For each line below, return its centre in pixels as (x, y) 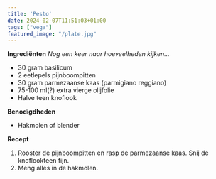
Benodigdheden (32, 112)
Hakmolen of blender (49, 126)
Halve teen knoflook (47, 98)
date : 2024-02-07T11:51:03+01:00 (57, 21)
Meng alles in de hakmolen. (58, 168)
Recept (18, 139)
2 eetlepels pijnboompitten (56, 75)
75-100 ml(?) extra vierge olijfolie (66, 90)
